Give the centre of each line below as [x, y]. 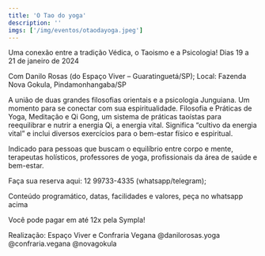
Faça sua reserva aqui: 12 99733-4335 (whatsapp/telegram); [108, 181]
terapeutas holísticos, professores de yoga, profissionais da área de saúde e [133, 157]
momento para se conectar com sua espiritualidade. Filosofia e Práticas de [130, 108]
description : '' [35, 23]
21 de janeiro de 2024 [44, 61]
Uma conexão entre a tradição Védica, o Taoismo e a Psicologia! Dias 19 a [129, 53]
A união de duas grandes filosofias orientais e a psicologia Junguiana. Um [129, 100]
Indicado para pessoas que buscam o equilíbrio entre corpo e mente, [121, 149]
